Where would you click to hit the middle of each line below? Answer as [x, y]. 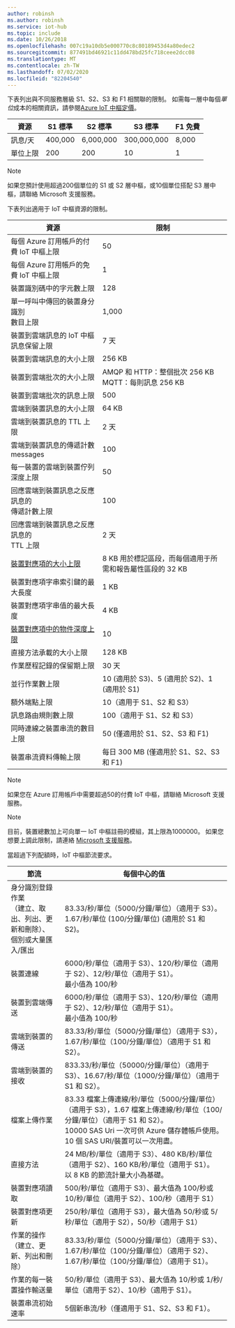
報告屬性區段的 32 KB [152, 569]
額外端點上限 [32, 703]
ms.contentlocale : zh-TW [43, 66]
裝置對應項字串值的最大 [50, 606]
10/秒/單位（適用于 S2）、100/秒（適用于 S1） [141, 1198]
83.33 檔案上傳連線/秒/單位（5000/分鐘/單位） [142, 1099]
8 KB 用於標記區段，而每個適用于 [157, 558]
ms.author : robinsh [36, 20]
